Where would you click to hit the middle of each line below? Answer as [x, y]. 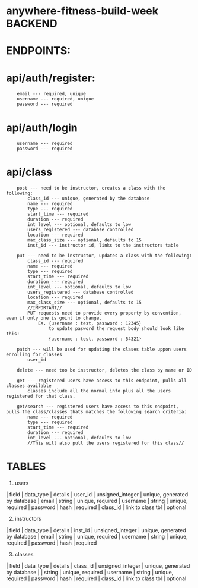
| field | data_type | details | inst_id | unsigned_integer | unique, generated [96, 530]
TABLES [26, 466]
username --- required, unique [55, 99]
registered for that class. [41, 397]
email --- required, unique [51, 94]
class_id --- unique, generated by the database [89, 199]
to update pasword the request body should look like [116, 329]
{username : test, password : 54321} [95, 339]
